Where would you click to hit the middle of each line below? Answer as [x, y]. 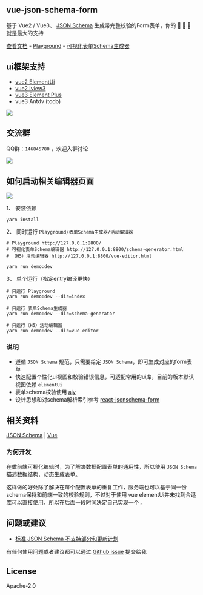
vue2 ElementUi [35, 82]
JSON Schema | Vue [32, 435]
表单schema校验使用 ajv [45, 392]
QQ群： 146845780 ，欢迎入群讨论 [47, 149]
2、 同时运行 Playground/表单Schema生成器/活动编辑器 [70, 232]
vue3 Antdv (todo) [38, 101]
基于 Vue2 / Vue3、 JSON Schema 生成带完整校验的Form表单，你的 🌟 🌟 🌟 [99, 25]
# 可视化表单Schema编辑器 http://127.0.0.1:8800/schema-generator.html [95, 250]
